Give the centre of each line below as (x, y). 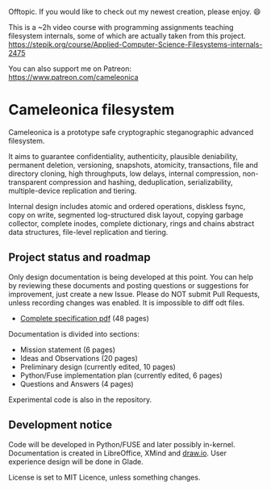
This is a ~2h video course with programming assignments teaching (121, 27)
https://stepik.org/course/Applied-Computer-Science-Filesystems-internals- (135, 44)
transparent (27, 182)
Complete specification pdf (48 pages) (84, 318)
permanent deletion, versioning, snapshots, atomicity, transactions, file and (133, 165)
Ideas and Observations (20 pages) (79, 358)
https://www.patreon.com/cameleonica (73, 77)
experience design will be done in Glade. (76, 461)
